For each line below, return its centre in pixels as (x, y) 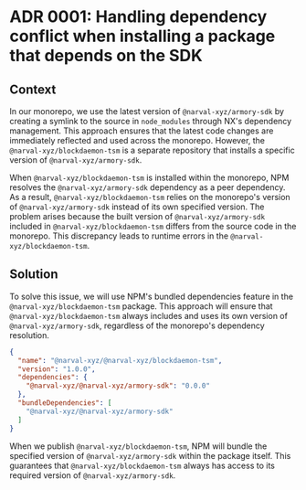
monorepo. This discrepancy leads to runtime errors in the (119, 236)
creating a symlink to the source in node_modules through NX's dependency (151, 121)
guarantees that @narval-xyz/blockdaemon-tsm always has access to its (142, 465)
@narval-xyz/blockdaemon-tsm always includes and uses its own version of (148, 315)
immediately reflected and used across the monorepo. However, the (137, 140)
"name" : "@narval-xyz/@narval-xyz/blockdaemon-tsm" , (120, 360)
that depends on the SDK (106, 56)
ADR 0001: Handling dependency (138, 17)
